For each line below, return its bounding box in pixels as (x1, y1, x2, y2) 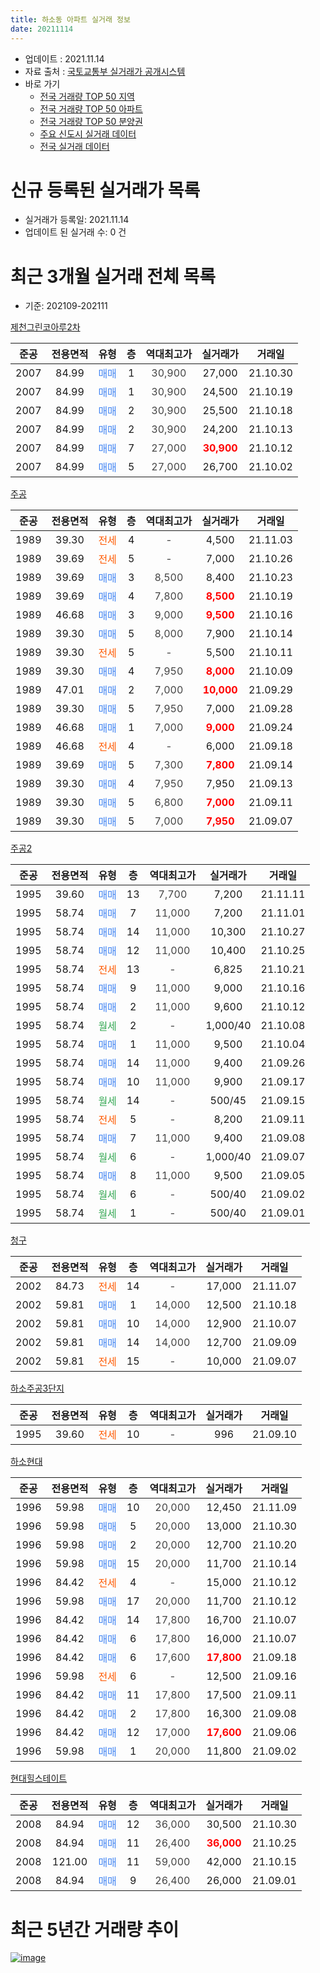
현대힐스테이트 (10, 1772, 68, 1785)
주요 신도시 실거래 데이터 (39, 127, 137, 140)
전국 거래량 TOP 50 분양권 (39, 115, 143, 127)
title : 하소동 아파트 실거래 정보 (10, 14, 131, 25)
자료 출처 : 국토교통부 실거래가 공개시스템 (24, 65, 186, 77)
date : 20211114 (10, 24, 74, 34)
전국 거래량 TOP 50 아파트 (39, 102, 143, 115)
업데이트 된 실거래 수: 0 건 (24, 226, 127, 238)
